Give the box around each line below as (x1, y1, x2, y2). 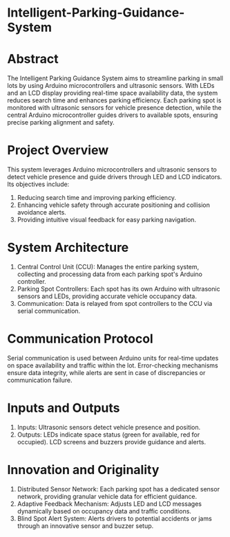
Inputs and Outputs (7, 400, 120, 416)
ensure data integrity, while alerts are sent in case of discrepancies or (7, 368, 206, 376)
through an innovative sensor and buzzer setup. (17, 521, 154, 530)
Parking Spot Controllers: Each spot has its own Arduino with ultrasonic (17, 285, 220, 293)
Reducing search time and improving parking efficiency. (17, 194, 177, 202)
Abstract (7, 51, 59, 67)
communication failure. (7, 376, 73, 384)
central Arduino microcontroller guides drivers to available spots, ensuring (7, 111, 218, 119)
